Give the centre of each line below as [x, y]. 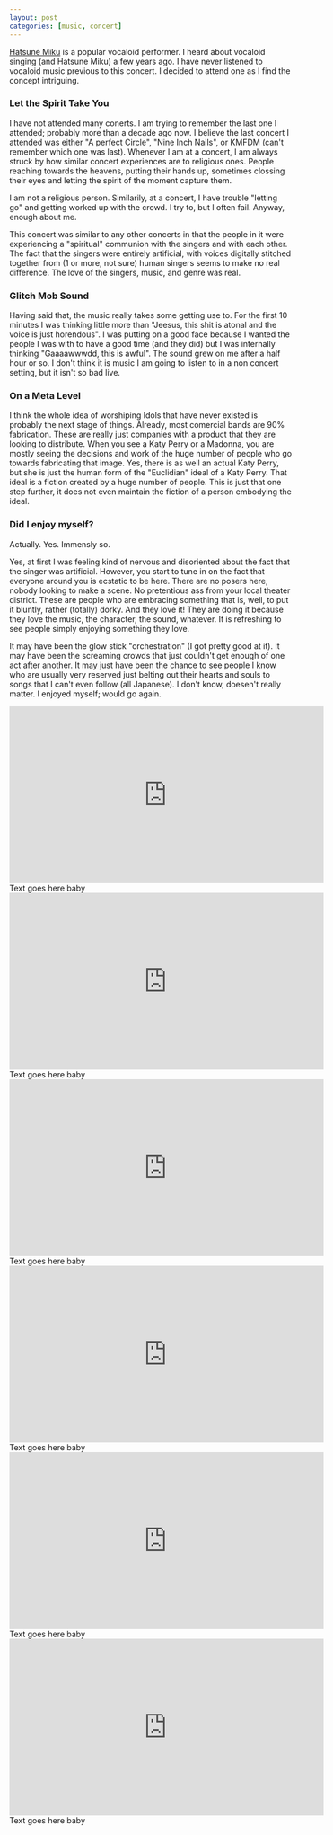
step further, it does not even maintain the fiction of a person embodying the [150, 492]
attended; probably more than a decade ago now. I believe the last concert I [149, 132]
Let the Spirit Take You [59, 103]
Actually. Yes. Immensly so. [60, 544]
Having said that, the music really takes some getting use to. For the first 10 [149, 315]
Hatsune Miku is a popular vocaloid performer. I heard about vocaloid [137, 51]
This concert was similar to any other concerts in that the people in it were [147, 234]
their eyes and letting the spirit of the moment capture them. [120, 180]
